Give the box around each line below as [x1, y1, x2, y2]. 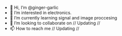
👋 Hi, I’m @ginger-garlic [9, 5, 59, 10]
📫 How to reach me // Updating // [9, 26, 80, 31]
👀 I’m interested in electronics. [9, 10, 72, 16]
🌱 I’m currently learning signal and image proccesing [9, 15, 118, 20]
